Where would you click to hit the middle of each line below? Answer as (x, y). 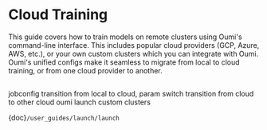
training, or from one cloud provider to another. (86, 70)
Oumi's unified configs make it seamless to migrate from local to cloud (124, 62)
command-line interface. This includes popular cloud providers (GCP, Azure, (134, 45)
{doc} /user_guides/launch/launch (64, 118)
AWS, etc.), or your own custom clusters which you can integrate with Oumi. (133, 53)
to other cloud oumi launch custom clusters (80, 102)
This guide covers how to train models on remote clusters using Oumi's (125, 37)
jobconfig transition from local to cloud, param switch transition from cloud (131, 94)
